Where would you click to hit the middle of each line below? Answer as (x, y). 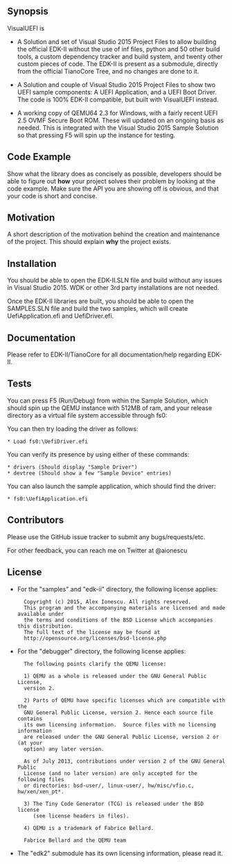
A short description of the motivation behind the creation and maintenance (114, 234)
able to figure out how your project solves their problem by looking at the (111, 181)
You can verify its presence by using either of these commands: (98, 454)
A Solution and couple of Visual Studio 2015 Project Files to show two (116, 84)
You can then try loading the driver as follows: (73, 429)
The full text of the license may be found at (92, 632)
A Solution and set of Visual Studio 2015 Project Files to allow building (117, 42)
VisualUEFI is (26, 28)
